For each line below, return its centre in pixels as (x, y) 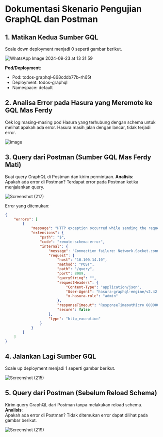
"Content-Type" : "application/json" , (104, 287)
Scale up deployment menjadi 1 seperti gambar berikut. (60, 368)
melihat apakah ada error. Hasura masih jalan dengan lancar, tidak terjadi (78, 127)
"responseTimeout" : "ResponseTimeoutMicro (101, 305)
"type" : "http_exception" (74, 319)
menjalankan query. (25, 187)
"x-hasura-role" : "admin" (92, 296)
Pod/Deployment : (23, 68)
